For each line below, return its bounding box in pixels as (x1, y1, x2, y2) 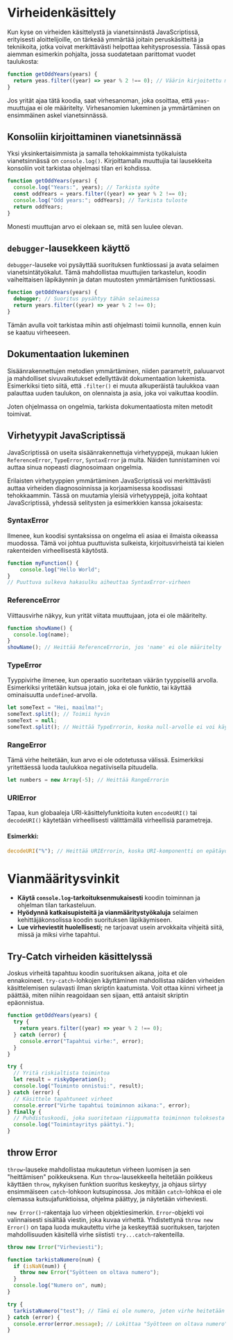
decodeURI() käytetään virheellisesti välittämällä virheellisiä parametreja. (7, 816, 213, 825)
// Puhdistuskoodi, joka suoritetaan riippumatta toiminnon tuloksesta (13, 1115, 225, 1122)
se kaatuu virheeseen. (7, 328, 71, 336)
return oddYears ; (13, 203, 64, 210)
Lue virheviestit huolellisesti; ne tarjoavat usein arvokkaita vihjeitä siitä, (17, 923, 224, 931)
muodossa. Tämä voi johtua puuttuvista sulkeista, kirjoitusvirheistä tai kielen (7, 539, 224, 547)
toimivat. (7, 409, 33, 418)
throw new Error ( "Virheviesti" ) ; (7, 1244, 104, 1251)
